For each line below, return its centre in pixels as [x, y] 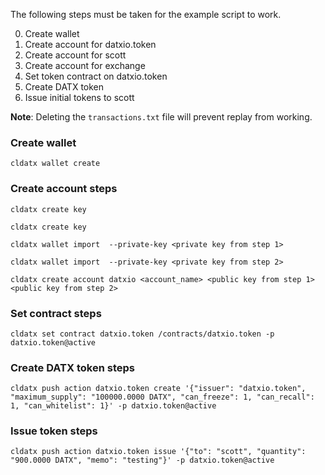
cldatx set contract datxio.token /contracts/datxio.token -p [142, 334]
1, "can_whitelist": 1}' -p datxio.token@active [113, 406]
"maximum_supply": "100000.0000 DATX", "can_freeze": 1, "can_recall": [162, 397]
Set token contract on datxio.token [96, 76]
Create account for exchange [85, 65]
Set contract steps [56, 313]
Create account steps [64, 189]
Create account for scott [75, 55]
